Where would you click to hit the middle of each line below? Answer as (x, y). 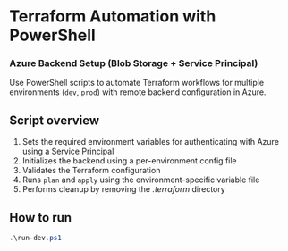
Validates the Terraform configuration (91, 171)
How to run (41, 218)
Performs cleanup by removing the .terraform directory (123, 189)
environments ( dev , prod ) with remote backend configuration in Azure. (138, 92)
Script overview (55, 120)
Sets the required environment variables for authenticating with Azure (151, 142)
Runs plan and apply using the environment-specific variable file (141, 180)
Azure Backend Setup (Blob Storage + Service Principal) (134, 63)
